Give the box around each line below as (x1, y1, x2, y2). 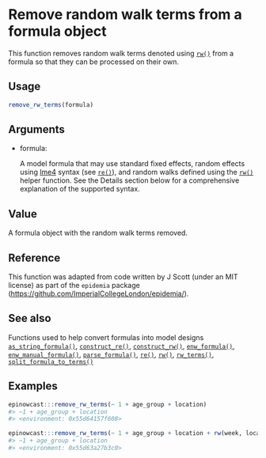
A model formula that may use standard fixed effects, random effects (19, 159, 245, 168)
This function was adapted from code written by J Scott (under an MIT (8, 272, 239, 282)
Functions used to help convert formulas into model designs (8, 332, 204, 342)
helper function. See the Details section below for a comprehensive (19, 176, 240, 185)
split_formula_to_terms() (8, 358, 93, 365)
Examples (8, 380, 58, 393)
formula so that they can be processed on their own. (8, 57, 180, 66)
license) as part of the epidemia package (8, 281, 140, 290)
